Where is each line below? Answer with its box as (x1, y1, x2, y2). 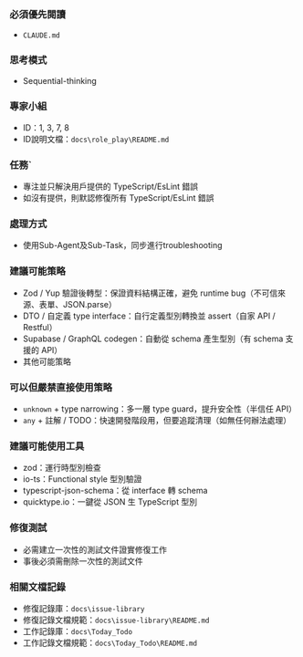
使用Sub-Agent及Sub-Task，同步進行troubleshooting (22, 240, 223, 251)
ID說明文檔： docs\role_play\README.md (22, 133, 170, 144)
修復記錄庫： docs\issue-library (22, 602, 145, 613)
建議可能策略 (9, 265, 67, 277)
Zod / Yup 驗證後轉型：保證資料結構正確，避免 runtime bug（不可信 (22, 287, 278, 298)
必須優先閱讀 (9, 7, 67, 20)
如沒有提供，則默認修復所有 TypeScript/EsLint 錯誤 (22, 193, 214, 203)
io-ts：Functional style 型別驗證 (22, 474, 142, 485)
